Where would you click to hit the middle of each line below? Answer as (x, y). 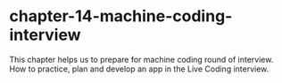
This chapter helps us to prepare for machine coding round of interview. (141, 59)
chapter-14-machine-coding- (121, 16)
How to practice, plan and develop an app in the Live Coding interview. (139, 69)
